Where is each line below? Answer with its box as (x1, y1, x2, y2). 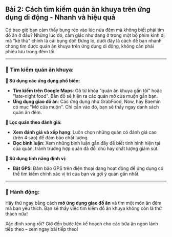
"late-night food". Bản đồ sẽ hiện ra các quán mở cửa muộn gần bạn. (12, 93, 158, 99)
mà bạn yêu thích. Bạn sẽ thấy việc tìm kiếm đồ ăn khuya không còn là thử (5, 205, 162, 211)
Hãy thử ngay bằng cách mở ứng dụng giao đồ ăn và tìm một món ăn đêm (5, 200, 162, 206)
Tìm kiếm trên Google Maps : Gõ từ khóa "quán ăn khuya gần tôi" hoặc (12, 88, 162, 94)
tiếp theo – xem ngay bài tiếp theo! (5, 226, 78, 232)
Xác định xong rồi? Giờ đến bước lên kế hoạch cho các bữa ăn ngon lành (5, 221, 159, 227)
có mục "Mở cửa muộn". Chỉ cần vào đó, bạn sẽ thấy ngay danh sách (12, 104, 159, 110)
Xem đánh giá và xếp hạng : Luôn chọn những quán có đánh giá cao (12, 129, 157, 136)
